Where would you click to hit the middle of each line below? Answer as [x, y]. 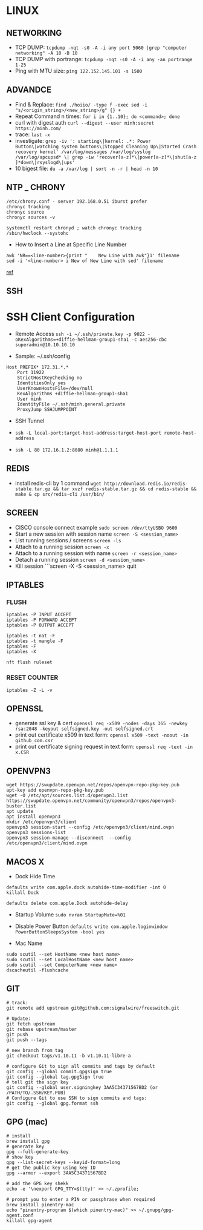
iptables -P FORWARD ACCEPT [42, 620]
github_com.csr [34, 741]
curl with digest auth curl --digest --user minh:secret [85, 122]
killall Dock [23, 893]
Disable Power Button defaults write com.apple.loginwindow [91, 926]
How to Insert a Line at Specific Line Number [71, 244]
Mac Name [29, 943]
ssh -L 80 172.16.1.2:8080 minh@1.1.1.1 [66, 450]
